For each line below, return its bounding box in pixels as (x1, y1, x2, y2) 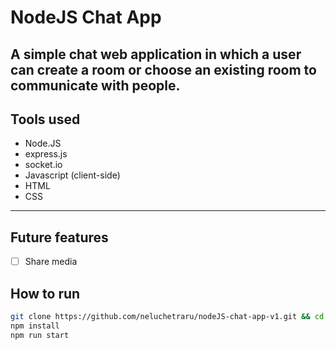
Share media (24, 256, 78, 268)
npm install (10, 321, 60, 331)
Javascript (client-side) (24, 169, 121, 181)
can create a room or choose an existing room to (10, 61, 317, 78)
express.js (24, 148, 68, 160)
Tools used (10, 111, 81, 128)
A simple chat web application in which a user (10, 46, 302, 63)
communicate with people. (10, 77, 181, 94)
